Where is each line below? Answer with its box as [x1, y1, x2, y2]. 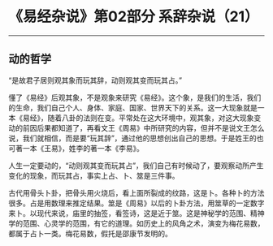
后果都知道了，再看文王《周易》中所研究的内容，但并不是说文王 [36, 123, 250, 132]
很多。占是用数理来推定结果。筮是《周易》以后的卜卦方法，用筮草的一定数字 [8, 198, 265, 208]
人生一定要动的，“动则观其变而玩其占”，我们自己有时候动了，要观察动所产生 [8, 160, 264, 170]
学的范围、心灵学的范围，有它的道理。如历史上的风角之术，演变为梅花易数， [8, 218, 265, 228]
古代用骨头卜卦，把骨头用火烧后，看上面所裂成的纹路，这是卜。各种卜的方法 [8, 188, 265, 197]
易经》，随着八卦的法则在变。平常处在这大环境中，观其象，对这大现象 [22, 113, 254, 123]
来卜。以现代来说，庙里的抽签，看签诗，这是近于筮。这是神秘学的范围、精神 [8, 208, 265, 218]
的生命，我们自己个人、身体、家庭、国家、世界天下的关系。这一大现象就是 [8, 102, 258, 112]
